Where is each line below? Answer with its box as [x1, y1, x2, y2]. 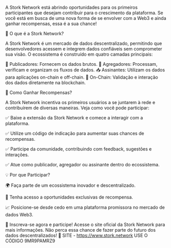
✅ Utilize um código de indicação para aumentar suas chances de [5, 130, 144, 136]
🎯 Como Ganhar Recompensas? [5, 89, 72, 95]
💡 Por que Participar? [5, 172, 50, 178]
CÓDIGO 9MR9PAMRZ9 [5, 238, 55, 244]
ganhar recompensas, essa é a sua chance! [5, 20, 97, 27]
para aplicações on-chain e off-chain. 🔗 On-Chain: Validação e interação [5, 74, 158, 80]
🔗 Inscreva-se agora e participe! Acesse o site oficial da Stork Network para [5, 221, 165, 228]
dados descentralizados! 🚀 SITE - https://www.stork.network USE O [5, 232, 148, 238]
